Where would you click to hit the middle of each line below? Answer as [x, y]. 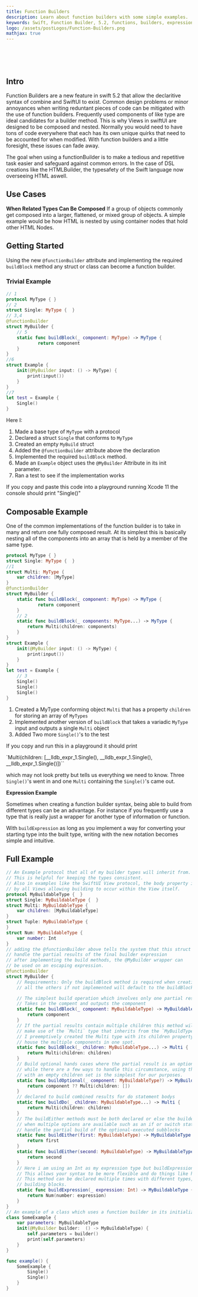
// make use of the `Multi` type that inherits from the [88, 1031]
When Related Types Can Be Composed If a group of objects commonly [95, 208]
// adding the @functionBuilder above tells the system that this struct [99, 949]
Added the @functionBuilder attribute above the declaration [87, 450]
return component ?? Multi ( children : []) [79, 1086]
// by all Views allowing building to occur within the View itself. [93, 889]
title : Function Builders [38, 11]
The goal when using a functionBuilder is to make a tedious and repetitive [95, 157]
